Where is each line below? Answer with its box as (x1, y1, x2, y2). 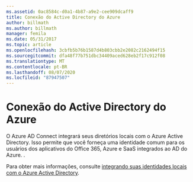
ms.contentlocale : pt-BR (6, 63, 67, 70)
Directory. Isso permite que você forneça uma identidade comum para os (6, 139, 185, 146)
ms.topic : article (6, 42, 52, 48)
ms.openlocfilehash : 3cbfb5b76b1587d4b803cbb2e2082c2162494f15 (6, 47, 166, 53)
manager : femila (6, 31, 46, 37)
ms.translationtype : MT (6, 58, 65, 64)
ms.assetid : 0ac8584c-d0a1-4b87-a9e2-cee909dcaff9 (6, 8, 134, 15)
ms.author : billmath (6, 25, 57, 31)
